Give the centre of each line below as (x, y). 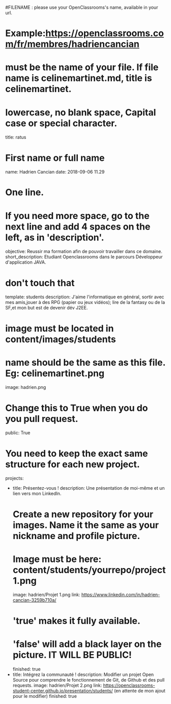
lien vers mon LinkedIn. (37, 494)
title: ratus (16, 137)
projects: (15, 478)
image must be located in (60, 328)
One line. (25, 192)
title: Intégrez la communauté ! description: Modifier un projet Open (83, 674)
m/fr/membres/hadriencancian (73, 44)
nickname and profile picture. (76, 536)
